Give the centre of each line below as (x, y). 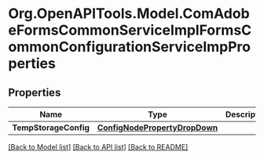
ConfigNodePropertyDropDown (158, 128)
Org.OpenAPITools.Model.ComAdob (129, 14)
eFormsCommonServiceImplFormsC (130, 30)
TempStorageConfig (51, 128)
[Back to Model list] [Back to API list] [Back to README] (98, 147)
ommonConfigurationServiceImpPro (130, 47)
